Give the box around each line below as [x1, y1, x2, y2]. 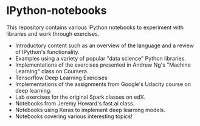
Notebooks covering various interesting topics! [15, 113, 133, 120]
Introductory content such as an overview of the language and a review [15, 42, 195, 49]
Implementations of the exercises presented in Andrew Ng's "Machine [15, 61, 191, 68]
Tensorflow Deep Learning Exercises [15, 74, 108, 81]
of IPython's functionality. [15, 48, 80, 55]
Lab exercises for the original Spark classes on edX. [15, 93, 146, 101]
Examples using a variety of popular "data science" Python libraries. [15, 55, 187, 62]
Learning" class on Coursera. [15, 67, 89, 75]
